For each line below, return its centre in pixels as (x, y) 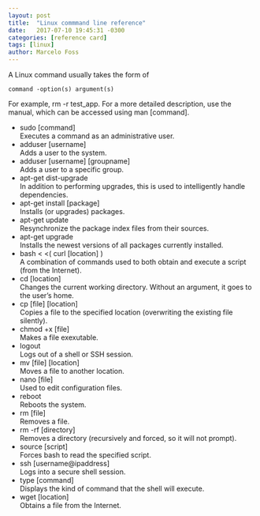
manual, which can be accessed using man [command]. (99, 112)
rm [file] (32, 413)
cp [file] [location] (49, 304)
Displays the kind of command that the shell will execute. (112, 488)
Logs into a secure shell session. (72, 472)
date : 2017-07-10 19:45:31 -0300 (67, 30)
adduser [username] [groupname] (75, 161)
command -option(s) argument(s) (61, 89)
